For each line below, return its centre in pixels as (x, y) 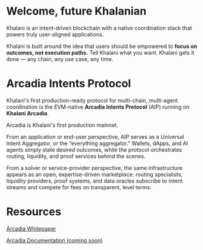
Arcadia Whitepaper (31, 228)
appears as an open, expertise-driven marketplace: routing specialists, (95, 174)
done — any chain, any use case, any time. (60, 59)
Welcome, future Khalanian (76, 11)
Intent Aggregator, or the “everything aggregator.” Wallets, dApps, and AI (97, 143)
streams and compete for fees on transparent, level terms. (79, 187)
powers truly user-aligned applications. (55, 34)
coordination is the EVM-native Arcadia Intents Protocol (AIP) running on (98, 107)
